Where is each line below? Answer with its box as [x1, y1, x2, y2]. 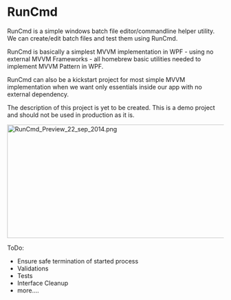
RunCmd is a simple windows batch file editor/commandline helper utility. [7, 27, 215, 35]
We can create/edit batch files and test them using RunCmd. [7, 34, 178, 42]
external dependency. [7, 90, 69, 98]
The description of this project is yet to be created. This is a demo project [7, 103, 215, 111]
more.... [16, 286, 39, 294]
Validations [16, 264, 49, 272]
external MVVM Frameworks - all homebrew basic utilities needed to [7, 54, 201, 63]
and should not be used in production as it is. [7, 111, 135, 119]
